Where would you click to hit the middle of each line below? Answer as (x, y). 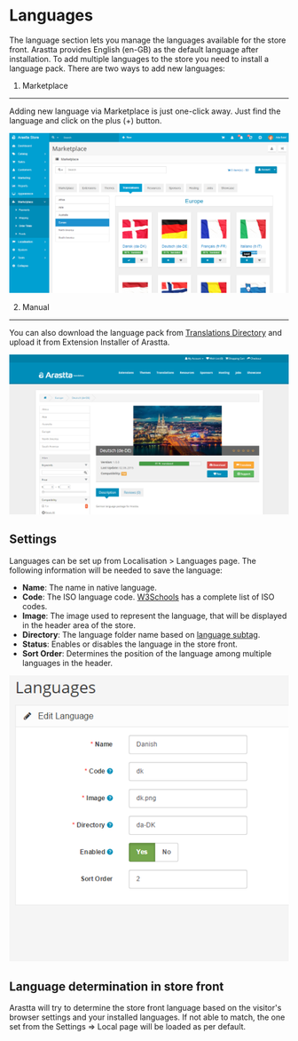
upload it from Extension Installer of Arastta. (90, 342)
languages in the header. (67, 663)
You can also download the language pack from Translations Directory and (145, 332)
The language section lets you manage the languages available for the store (148, 40)
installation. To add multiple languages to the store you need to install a (139, 59)
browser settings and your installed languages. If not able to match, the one (147, 1017)
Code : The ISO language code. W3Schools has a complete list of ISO (148, 597)
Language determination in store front (117, 986)
